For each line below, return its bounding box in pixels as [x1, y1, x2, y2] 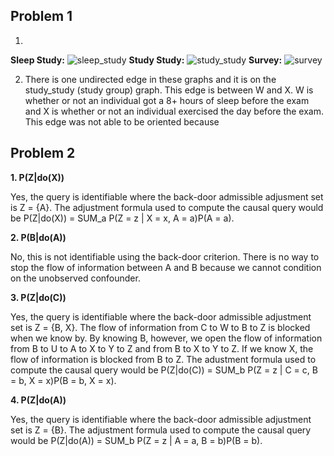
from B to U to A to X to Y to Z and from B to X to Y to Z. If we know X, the [10, 342, 314, 354]
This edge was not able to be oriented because [24, 115, 220, 128]
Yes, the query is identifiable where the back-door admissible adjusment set [10, 190, 324, 203]
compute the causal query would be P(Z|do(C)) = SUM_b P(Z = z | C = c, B [10, 364, 318, 376]
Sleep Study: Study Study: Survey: [10, 54, 283, 66]
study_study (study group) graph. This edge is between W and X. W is [24, 84, 314, 96]
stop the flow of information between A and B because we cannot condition [10, 261, 322, 273]
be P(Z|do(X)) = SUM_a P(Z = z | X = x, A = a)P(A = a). [10, 212, 235, 224]
